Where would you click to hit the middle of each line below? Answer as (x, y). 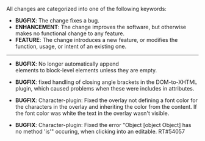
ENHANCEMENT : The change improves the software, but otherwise (101, 27)
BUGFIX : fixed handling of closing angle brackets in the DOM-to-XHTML (106, 82)
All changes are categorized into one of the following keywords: (86, 9)
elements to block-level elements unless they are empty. (86, 70)
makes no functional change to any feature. (70, 33)
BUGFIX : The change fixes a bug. (57, 20)
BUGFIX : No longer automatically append (67, 64)
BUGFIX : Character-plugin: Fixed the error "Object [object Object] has (103, 125)
